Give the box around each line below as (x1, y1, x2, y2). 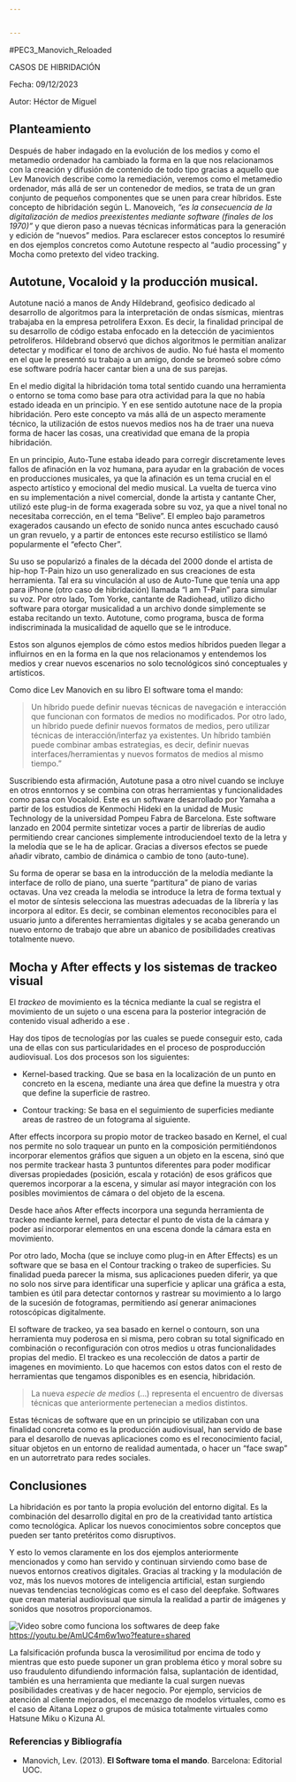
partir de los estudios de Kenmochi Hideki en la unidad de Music (9, 803, 244, 815)
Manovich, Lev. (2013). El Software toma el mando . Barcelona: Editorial (21, 1755, 283, 1766)
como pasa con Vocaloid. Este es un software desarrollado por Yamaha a (9, 794, 276, 805)
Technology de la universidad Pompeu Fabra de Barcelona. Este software (9, 813, 277, 824)
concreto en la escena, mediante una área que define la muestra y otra (21, 1078, 280, 1089)
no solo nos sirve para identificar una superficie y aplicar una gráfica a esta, (9, 1279, 286, 1290)
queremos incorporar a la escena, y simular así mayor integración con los (9, 1179, 277, 1189)
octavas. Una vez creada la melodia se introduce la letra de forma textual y (9, 887, 282, 897)
